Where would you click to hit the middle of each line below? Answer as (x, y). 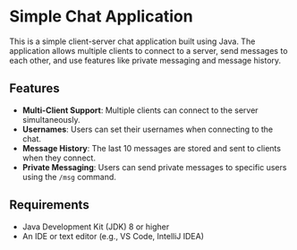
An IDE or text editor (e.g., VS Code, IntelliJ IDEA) (113, 236)
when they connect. (59, 158)
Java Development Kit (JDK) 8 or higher (96, 227)
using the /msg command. (69, 177)
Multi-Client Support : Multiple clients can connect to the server (140, 110)
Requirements (49, 205)
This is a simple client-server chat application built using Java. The (132, 41)
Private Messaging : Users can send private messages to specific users (154, 167)
